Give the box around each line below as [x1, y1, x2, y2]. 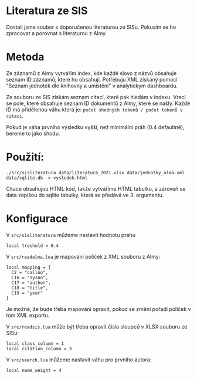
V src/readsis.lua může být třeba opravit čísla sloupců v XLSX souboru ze [6, 323, 188, 330]
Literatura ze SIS [6, 4, 88, 18]
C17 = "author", [11, 280, 51, 286]
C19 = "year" [11, 290, 43, 296]
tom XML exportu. [6, 312, 50, 319]
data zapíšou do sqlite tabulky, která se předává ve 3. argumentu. [6, 191, 164, 198]
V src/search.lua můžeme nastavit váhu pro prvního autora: [6, 356, 152, 363]
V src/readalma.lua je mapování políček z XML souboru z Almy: [6, 253, 161, 260]
